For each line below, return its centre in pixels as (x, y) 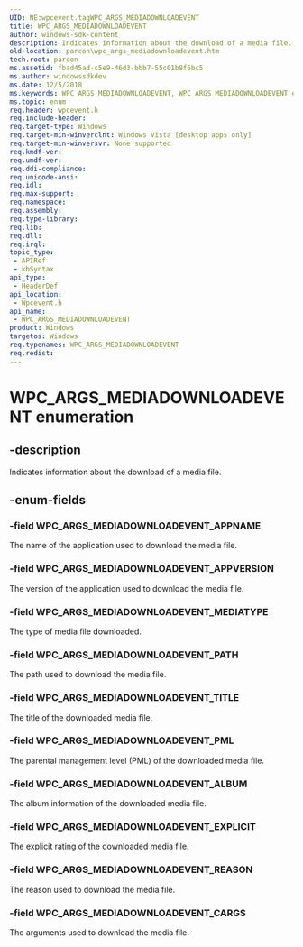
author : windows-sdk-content (64, 34)
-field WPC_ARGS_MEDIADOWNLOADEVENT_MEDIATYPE (139, 611)
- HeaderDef (36, 286)
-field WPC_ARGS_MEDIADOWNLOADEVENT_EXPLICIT (133, 827)
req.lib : (26, 227)
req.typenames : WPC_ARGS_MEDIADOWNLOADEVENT (94, 345)
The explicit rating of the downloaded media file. (99, 846)
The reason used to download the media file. (92, 889)
